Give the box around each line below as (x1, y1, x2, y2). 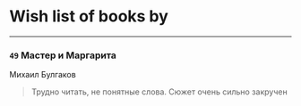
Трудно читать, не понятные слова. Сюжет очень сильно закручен (30, 86, 288, 97)
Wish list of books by (9, 6, 168, 27)
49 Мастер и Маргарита (9, 49, 116, 61)
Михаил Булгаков (9, 69, 76, 80)
